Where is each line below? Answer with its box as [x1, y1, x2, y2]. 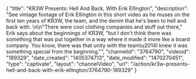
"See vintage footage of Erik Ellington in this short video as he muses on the [6, 11, 190, 18]
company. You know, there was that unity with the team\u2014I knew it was [6, 42, 188, 49]
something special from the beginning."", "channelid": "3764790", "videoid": [6, 48, 191, 55]
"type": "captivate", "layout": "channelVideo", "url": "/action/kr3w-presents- [6, 60, 190, 67]
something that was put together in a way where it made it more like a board [6, 36, 190, 42]
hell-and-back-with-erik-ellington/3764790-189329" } [6, 67, 137, 73]
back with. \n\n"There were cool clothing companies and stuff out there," [6, 23, 183, 30]
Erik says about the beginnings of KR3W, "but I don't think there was [6, 30, 172, 37]
